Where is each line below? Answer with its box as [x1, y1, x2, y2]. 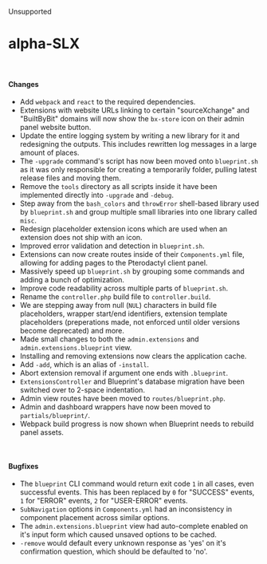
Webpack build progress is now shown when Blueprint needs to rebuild [19, 419, 254, 429]
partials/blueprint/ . [19, 411, 90, 420]
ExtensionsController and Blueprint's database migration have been [19, 377, 245, 386]
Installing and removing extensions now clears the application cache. [19, 351, 247, 361]
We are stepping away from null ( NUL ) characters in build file [19, 301, 218, 310]
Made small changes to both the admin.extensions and [19, 334, 199, 344]
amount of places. [19, 148, 80, 158]
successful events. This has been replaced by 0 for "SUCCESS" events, [19, 487, 255, 497]
